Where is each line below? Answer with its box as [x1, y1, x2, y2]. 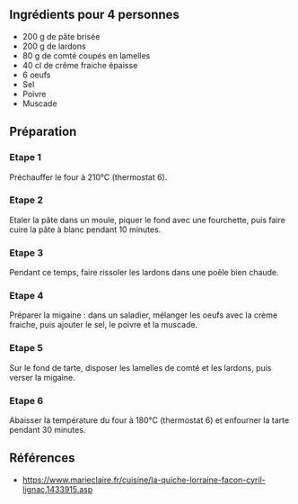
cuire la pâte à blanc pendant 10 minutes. [9, 224, 162, 235]
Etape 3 [9, 247, 43, 259]
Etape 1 [9, 151, 42, 164]
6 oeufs [22, 69, 51, 80]
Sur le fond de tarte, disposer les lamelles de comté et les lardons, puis [9, 362, 272, 373]
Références [9, 450, 75, 466]
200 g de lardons [22, 40, 87, 51]
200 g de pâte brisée [22, 31, 101, 41]
